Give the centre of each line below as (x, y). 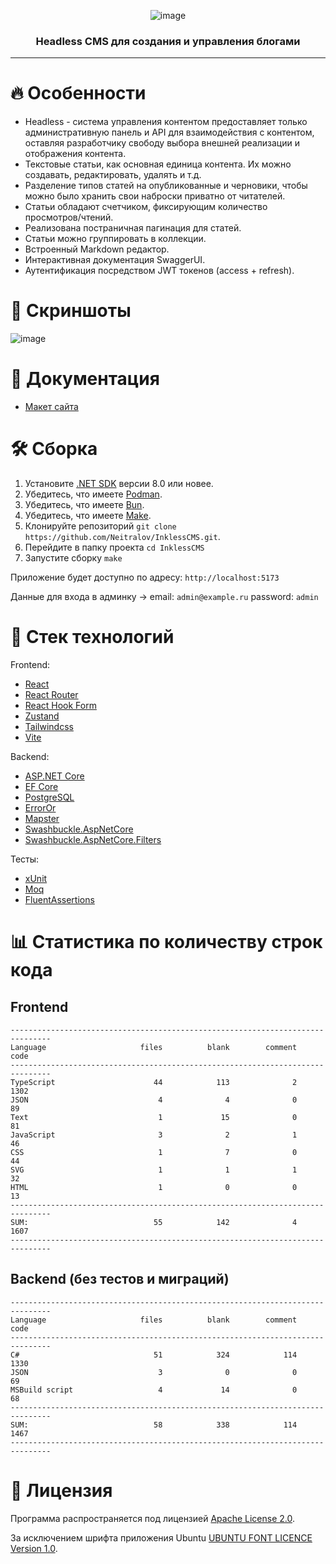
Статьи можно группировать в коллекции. (115, 239)
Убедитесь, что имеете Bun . (84, 505)
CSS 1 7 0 (154, 1152)
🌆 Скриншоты (71, 311)
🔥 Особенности (78, 93)
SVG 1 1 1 (154, 1170)
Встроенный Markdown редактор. (97, 249)
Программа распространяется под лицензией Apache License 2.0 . (153, 1518)
